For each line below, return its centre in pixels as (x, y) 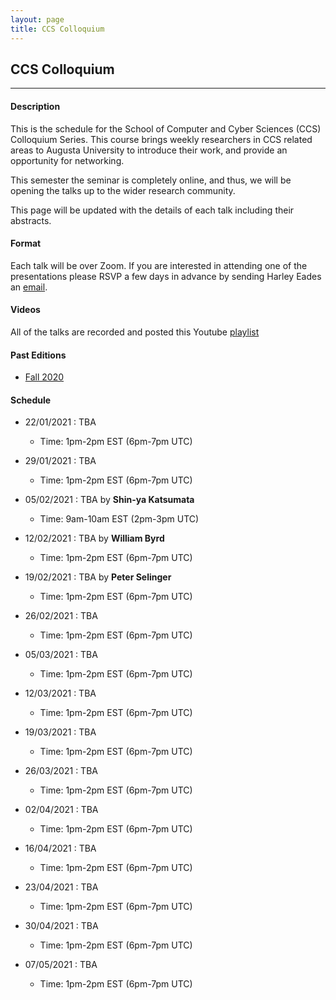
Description (35, 106)
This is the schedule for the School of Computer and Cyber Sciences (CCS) (166, 128)
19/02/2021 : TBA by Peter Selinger (98, 577)
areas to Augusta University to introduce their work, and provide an (149, 150)
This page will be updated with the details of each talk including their (152, 210)
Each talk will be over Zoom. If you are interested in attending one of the (159, 265)
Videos (25, 310)
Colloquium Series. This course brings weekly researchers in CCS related (161, 139)
